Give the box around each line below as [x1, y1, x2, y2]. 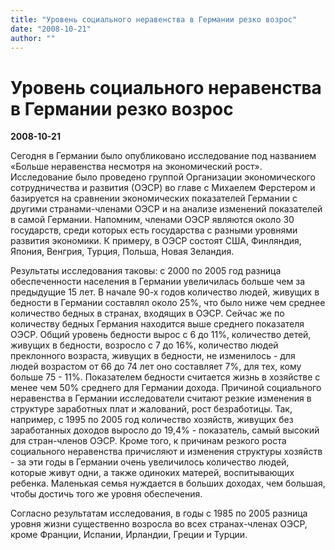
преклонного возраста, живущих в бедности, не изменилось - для [10, 350, 296, 362]
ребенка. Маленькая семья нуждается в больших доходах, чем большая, [10, 477, 326, 490]
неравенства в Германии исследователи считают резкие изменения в [10, 392, 312, 405]
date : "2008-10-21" [10, 24, 92, 34]
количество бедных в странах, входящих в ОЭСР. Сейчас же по [10, 307, 285, 320]
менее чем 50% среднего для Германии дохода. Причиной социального [10, 382, 322, 394]
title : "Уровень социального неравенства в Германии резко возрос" [10, 14, 298, 25]
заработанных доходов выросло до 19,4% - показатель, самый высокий [10, 424, 320, 436]
